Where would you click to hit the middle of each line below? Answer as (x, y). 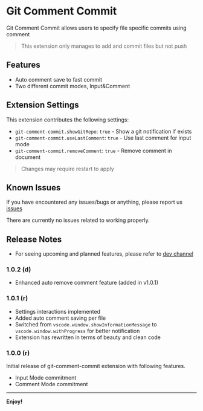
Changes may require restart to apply (68, 169)
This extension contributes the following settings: (67, 120)
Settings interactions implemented (58, 311)
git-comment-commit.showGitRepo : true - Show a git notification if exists (103, 131)
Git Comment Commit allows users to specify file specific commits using (96, 28)
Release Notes (34, 239)
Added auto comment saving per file (60, 318)
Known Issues (34, 188)
